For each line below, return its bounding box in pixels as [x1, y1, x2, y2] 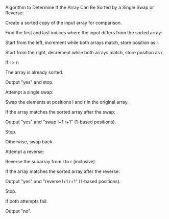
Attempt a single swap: [5, 89, 54, 95]
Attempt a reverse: [5, 148, 44, 155]
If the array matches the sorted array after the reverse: [5, 168, 120, 174]
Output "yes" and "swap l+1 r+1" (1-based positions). [5, 119, 116, 125]
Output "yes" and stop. [5, 79, 54, 85]
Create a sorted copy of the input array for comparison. [5, 20, 122, 26]
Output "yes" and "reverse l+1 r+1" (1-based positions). [5, 179, 121, 184]
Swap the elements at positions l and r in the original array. [5, 99, 129, 105]
